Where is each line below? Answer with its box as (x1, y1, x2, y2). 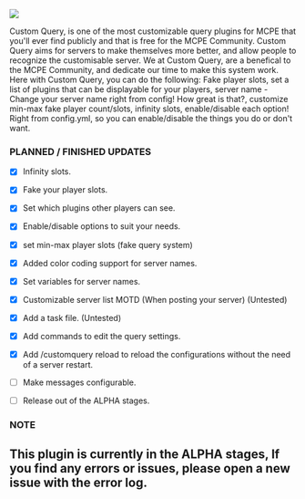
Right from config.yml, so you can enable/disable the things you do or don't (9, 113, 293, 123)
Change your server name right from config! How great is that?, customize (9, 94, 289, 104)
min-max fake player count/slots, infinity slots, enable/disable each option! (9, 103, 290, 114)
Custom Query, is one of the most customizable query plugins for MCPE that (9, 26, 297, 36)
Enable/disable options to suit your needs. (22, 221, 181, 232)
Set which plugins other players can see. (22, 203, 176, 213)
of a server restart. (22, 359, 94, 369)
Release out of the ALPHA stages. (22, 395, 150, 406)
